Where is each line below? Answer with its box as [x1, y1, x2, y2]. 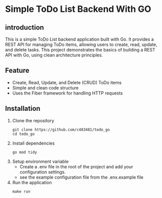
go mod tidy [12, 149, 37, 154]
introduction [5, 23, 44, 32]
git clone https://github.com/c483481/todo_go [12, 127, 110, 132]
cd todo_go [12, 131, 35, 137]
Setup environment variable [12, 158, 69, 164]
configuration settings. [19, 169, 66, 175]
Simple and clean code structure [12, 85, 79, 91]
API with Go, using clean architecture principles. [5, 52, 103, 58]
